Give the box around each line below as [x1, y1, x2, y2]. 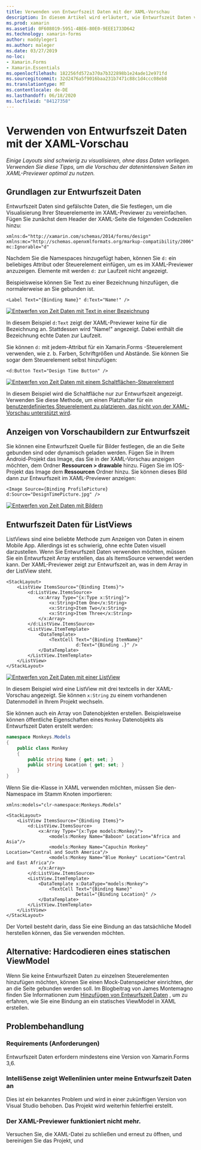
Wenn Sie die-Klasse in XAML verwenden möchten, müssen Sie [6, 784, 163, 791]
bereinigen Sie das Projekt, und [6, 1137, 84, 1145]
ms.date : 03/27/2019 [6, 48, 58, 54]
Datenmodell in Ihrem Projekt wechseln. [6, 698, 105, 705]
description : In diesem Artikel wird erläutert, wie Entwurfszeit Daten [6, 14, 191, 20]
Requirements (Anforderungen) [6, 1039, 100, 1048]
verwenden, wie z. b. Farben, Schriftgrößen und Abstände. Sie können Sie [6, 350, 189, 357]
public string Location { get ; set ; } [28, 762, 124, 768]
